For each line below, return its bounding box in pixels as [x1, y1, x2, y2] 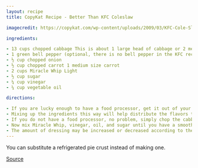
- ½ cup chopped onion [6, 57, 62, 63]
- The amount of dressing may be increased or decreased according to [6, 127, 183, 133]
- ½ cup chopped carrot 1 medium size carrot [6, 62, 120, 68]
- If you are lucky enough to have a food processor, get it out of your [6, 106, 192, 112]
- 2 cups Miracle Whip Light [6, 68, 78, 74]
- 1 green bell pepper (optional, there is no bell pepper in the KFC [6, 51, 183, 58]
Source [6, 155, 24, 162]
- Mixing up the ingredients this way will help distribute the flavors [6, 111, 189, 117]
